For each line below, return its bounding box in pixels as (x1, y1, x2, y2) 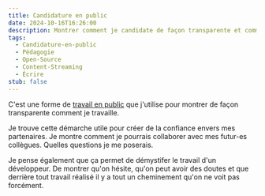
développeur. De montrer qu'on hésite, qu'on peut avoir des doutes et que (8, 164, 249, 173)
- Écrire (15, 70, 44, 78)
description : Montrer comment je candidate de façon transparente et (8, 26, 242, 34)
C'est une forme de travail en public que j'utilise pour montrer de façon (8, 100, 239, 109)
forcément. (8, 180, 44, 190)
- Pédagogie (15, 48, 55, 56)
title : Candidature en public (8, 11, 108, 20)
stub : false (8, 77, 47, 85)
